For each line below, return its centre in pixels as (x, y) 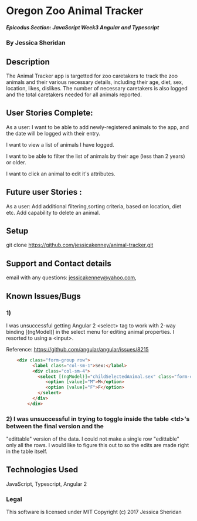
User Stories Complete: (50, 113)
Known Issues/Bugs (43, 296)
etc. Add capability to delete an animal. (53, 212)
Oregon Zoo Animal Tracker (75, 11)
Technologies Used (42, 470)
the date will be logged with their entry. (53, 133)
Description (28, 62)
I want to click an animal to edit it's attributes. (61, 174)
